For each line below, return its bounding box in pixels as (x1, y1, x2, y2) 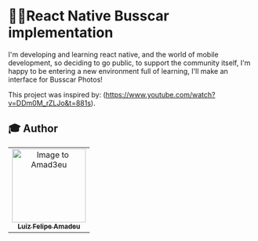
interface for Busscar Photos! (8, 75, 104, 84)
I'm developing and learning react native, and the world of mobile (8, 49, 219, 59)
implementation (8, 24, 114, 42)
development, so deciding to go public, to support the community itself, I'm (8, 58, 251, 68)
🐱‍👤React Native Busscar (8, 7, 170, 25)
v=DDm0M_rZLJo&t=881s (8, 98, 92, 108)
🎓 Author (8, 122, 59, 136)
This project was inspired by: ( (8, 89, 106, 99)
